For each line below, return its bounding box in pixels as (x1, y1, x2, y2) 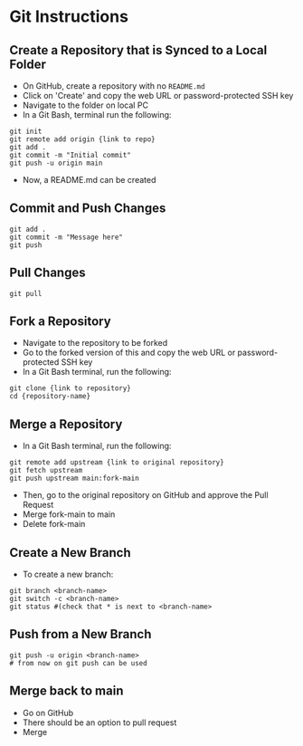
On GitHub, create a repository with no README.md (22, 81, 205, 91)
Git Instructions (9, 6, 129, 27)
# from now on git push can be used (9, 658, 147, 667)
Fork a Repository (9, 314, 111, 330)
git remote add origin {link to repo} (9, 135, 156, 144)
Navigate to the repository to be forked (22, 338, 168, 349)
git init (9, 127, 43, 136)
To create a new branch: (22, 569, 114, 580)
